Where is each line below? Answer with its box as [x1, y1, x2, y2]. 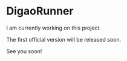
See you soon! [6, 47, 42, 55]
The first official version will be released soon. [6, 36, 122, 43]
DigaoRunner [6, 4, 74, 18]
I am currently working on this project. [6, 24, 102, 31]
